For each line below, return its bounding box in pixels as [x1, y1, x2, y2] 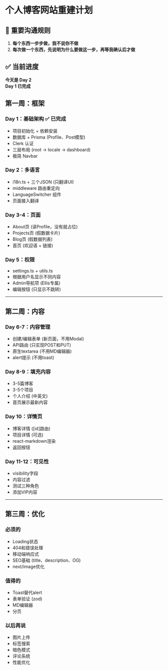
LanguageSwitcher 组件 [12, 191, 61, 197]
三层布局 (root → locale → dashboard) [12, 146, 91, 153]
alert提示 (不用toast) [12, 355, 54, 361]
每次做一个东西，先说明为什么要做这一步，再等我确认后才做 [12, 47, 135, 53]
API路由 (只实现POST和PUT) [12, 342, 71, 348]
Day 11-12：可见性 [5, 458, 49, 465]
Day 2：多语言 [5, 166, 40, 173]
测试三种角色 [12, 483, 39, 489]
